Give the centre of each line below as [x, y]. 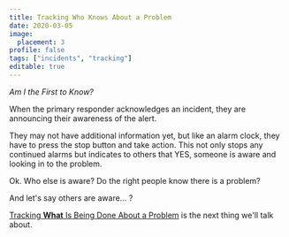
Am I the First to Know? [52, 92]
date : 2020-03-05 [41, 26]
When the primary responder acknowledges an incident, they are [127, 109]
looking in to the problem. [56, 164]
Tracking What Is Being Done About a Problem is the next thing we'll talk [141, 215]
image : [21, 34]
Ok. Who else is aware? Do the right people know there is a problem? [135, 180]
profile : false [37, 50]
